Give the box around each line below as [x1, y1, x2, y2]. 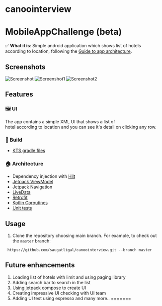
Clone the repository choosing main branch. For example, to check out [12, 232, 157, 239]
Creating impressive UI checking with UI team [12, 290, 106, 296]
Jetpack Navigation [12, 184, 53, 190]
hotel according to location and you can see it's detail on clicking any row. [5, 124, 157, 130]
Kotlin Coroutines [12, 200, 48, 206]
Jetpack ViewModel [12, 179, 54, 185]
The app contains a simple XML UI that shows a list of [5, 118, 115, 125]
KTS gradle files [12, 148, 46, 153]
